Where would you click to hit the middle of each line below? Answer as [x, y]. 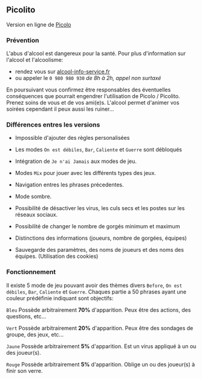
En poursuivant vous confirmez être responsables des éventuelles [89, 90]
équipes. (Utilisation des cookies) [57, 256]
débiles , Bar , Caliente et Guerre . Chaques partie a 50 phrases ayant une [96, 292]
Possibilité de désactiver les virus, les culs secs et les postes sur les [100, 208]
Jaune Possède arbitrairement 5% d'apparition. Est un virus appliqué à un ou [101, 346]
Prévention [23, 40]
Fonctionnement [31, 272]
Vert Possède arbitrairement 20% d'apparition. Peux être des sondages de [100, 328]
